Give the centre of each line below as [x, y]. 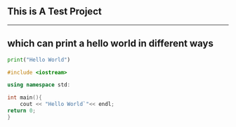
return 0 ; [22, 111]
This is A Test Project [54, 12]
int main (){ [25, 98]
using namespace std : [39, 85]
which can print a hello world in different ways [111, 44]
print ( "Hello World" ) [39, 60]
